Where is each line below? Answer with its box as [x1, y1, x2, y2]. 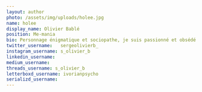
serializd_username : [6, 76, 59, 82]
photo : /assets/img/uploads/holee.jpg [6, 15, 104, 21]
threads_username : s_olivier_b [6, 65, 85, 71]
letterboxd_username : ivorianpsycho [6, 71, 99, 77]
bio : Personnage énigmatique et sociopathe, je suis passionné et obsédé [6, 37, 197, 43]
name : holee [6, 20, 36, 26]
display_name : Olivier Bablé [6, 25, 80, 32]
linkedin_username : [6, 54, 56, 60]
